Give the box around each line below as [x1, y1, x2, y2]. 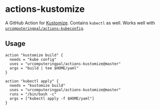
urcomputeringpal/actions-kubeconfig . [5, 25, 84, 31]
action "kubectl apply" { [5, 78, 59, 84]
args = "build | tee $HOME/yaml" [9, 65, 79, 70]
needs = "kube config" [9, 57, 57, 62]
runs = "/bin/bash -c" [9, 92, 57, 97]
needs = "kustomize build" [9, 83, 66, 88]
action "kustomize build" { [5, 53, 64, 57]
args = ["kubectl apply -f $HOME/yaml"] [9, 96, 94, 101]
